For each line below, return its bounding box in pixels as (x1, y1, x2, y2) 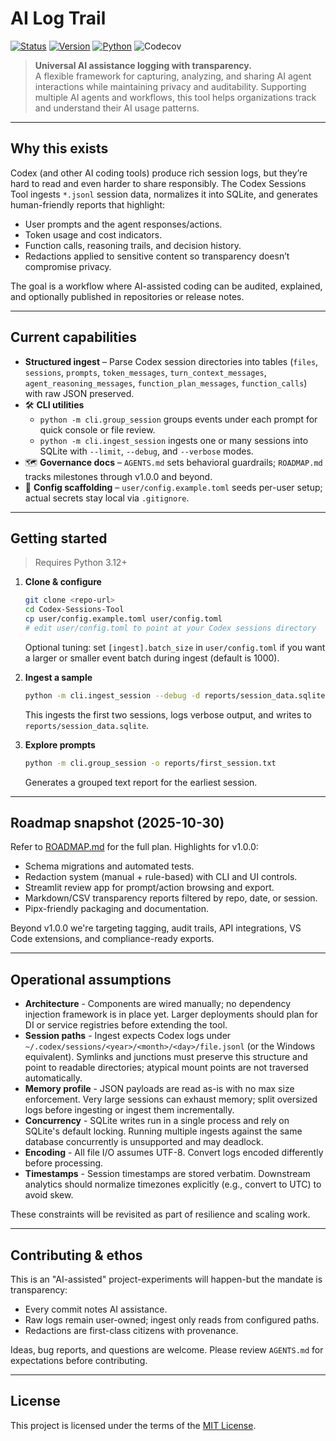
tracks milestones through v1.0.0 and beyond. (24, 470, 213, 482)
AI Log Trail (10, 7, 107, 30)
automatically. (24, 1072, 83, 1084)
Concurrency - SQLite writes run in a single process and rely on (24, 1115, 290, 1127)
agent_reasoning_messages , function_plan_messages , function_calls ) (24, 377, 308, 389)
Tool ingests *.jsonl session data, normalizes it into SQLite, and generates (10, 188, 318, 200)
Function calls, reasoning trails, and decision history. (24, 239, 242, 251)
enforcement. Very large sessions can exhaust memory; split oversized (24, 1093, 318, 1106)
